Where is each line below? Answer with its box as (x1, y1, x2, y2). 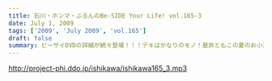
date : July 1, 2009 (8, 19, 74, 27)
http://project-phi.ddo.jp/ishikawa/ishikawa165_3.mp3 (8, 63, 188, 73)
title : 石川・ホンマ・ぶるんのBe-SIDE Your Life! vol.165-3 (8, 11, 202, 20)
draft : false (8, 34, 53, 43)
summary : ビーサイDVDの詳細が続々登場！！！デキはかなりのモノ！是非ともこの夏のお (8, 42, 257, 50)
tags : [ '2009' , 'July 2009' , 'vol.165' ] (8, 26, 147, 34)
